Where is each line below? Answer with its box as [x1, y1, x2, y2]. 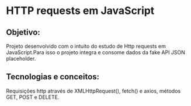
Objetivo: [6, 27, 41, 37]
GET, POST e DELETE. [6, 93, 60, 100]
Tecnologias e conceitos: [6, 72, 100, 82]
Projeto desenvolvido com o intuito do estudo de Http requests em [6, 43, 166, 50]
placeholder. [6, 55, 36, 62]
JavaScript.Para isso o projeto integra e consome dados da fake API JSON [6, 49, 186, 56]
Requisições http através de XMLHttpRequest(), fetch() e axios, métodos [6, 87, 181, 94]
